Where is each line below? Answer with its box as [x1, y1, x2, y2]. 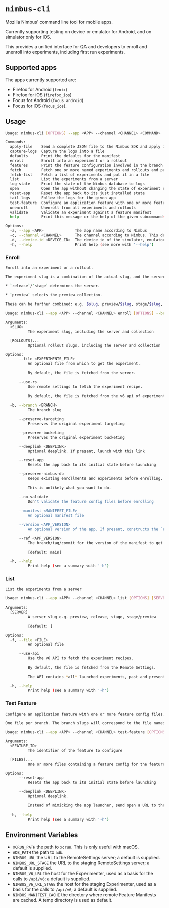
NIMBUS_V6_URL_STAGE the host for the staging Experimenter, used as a [12, 881, 156, 887]
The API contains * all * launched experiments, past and [27, 674, 147, 679]
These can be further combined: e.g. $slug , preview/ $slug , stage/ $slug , [5, 301, 163, 307]
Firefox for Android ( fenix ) [12, 86, 68, 92]
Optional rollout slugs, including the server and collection [27, 343, 161, 348]
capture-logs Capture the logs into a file [10, 149, 105, 154]
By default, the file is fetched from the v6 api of [27, 393, 141, 398]
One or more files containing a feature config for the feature [27, 762, 165, 767]
